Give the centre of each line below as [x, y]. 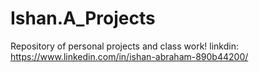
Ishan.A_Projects [83, 18]
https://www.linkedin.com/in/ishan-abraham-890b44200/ [129, 56]
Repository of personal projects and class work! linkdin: [124, 46]
